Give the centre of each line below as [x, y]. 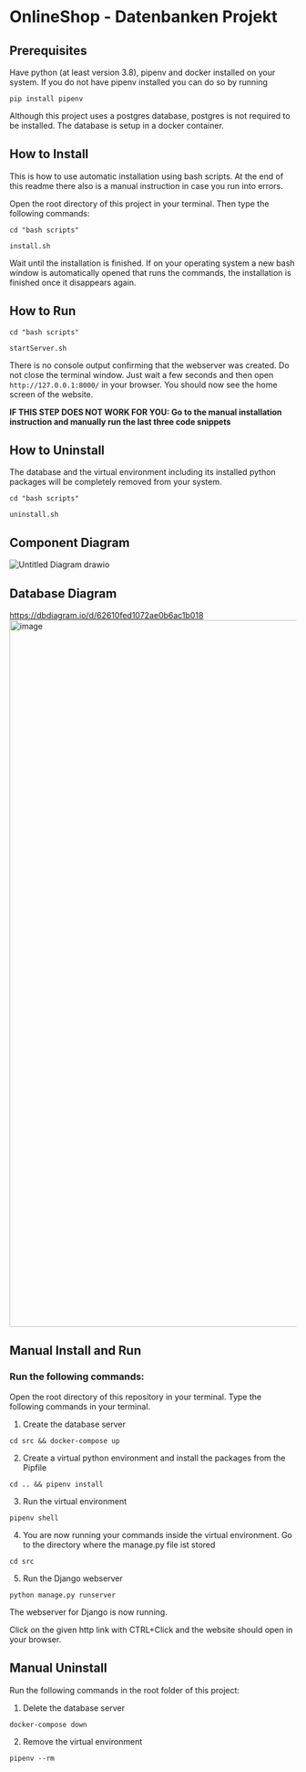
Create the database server [74, 1424]
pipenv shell [34, 1518]
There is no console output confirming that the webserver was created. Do [149, 365]
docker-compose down [49, 1725]
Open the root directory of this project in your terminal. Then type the [139, 204]
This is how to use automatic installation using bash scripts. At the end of [147, 176]
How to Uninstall [57, 451]
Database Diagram [63, 593]
